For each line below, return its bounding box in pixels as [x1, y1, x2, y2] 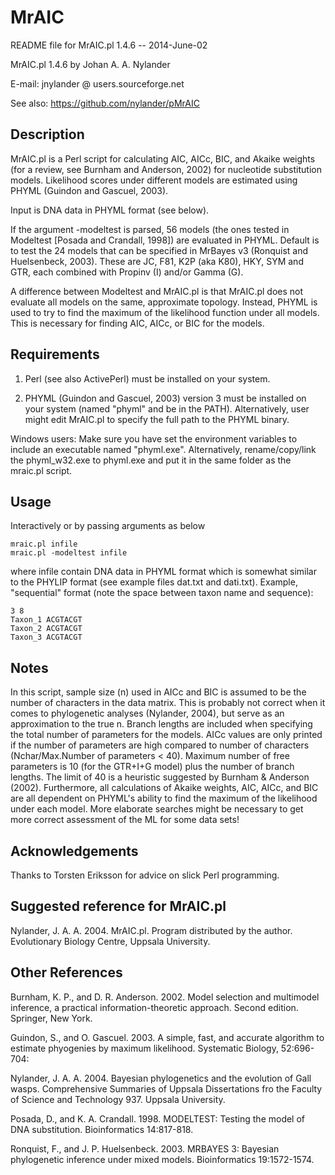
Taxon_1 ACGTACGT [10, 615, 83, 625]
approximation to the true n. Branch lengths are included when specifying [10, 718, 313, 730]
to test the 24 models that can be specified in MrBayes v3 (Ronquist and [10, 244, 309, 256]
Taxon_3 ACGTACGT [10, 632, 83, 643]
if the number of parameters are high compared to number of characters [10, 739, 310, 751]
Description [10, 126, 85, 143]
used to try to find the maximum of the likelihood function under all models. [10, 306, 320, 318]
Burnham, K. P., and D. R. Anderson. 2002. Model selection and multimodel [10, 991, 320, 1003]
